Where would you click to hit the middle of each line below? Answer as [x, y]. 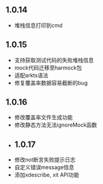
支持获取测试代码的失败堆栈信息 [54, 60]
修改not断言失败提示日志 [45, 160]
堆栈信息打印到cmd [38, 25]
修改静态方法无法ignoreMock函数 [56, 125]
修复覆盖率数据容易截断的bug [51, 83]
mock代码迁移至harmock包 [48, 67]
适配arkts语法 [31, 75]
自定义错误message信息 [44, 167]
